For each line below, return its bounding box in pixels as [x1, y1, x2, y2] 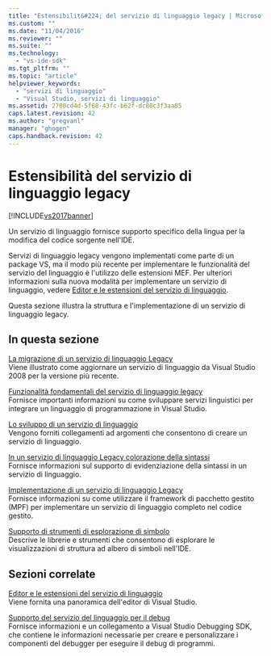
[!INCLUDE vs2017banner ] [8, 211, 94, 221]
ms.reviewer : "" [8, 34, 63, 43]
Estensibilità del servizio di [8, 166, 192, 185]
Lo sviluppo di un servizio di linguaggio [8, 419, 139, 429]
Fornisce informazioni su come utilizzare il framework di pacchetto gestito [8, 494, 255, 503]
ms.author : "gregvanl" [8, 117, 85, 125]
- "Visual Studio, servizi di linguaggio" [15, 95, 161, 103]
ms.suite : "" [8, 42, 52, 50]
